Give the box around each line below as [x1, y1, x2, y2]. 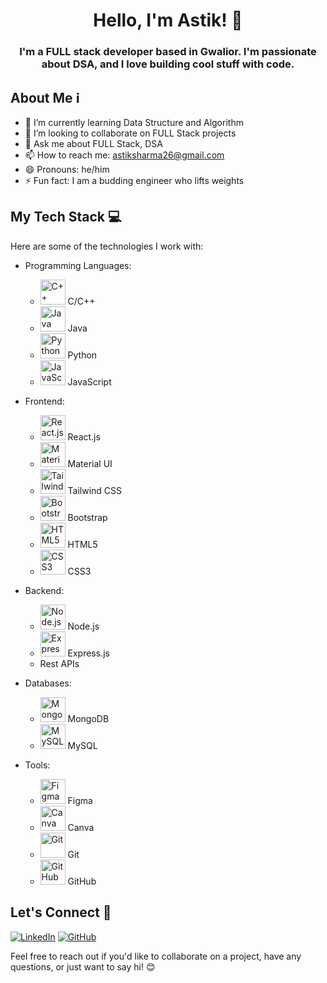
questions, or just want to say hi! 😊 [10, 960, 156, 973]
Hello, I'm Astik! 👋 [93, 9, 243, 32]
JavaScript [67, 375, 112, 388]
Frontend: [24, 395, 65, 407]
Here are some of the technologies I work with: [10, 240, 204, 252]
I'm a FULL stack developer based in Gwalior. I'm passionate [19, 45, 317, 59]
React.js [67, 430, 101, 443]
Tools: [24, 759, 51, 771]
